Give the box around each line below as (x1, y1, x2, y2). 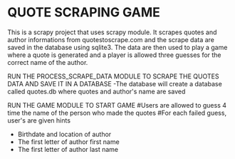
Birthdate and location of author (17, 130, 112, 138)
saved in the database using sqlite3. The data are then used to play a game (7, 43, 228, 51)
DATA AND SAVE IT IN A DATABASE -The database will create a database (7, 79, 222, 88)
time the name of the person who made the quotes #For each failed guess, (7, 108, 226, 117)
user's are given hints (7, 116, 71, 125)
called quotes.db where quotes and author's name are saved (7, 87, 186, 96)
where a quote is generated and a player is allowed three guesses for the (7, 51, 222, 59)
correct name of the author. (7, 58, 88, 66)
